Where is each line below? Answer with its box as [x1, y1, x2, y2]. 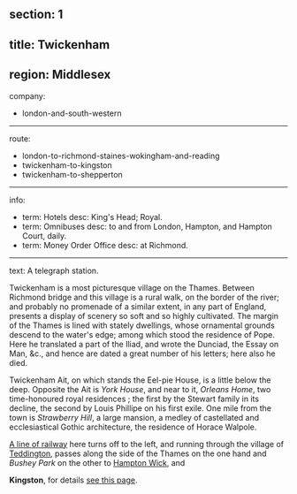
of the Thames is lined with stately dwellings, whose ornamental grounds [9, 320, 276, 331]
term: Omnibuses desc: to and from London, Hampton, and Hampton [21, 221, 272, 232]
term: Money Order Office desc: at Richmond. [21, 239, 188, 250]
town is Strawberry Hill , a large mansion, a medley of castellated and [9, 412, 260, 422]
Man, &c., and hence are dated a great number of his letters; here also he [9, 348, 276, 359]
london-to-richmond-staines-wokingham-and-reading [21, 150, 220, 161]
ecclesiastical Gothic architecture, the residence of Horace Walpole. [9, 422, 257, 432]
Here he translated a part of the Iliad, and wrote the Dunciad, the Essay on [9, 338, 279, 349]
